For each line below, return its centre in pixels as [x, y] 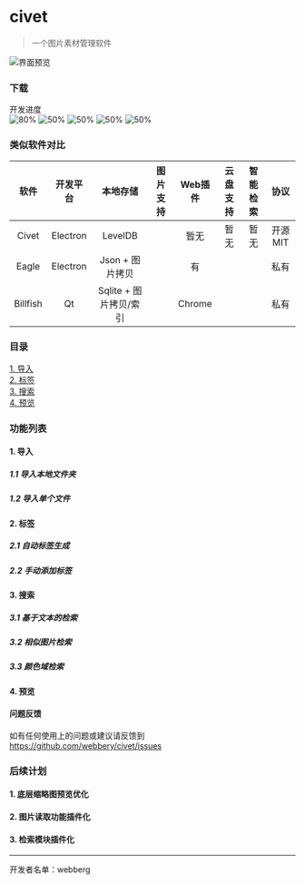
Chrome [195, 303]
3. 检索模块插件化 [42, 839]
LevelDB [120, 235]
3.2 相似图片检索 [41, 642]
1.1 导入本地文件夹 [43, 474]
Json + [114, 260]
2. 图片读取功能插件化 [50, 817]
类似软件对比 [38, 145]
